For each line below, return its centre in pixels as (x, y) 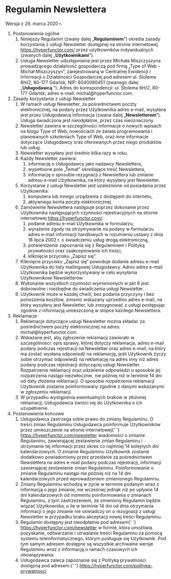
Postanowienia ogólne (36, 33)
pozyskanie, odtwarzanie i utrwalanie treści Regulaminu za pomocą (91, 533)
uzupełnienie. (34, 408)
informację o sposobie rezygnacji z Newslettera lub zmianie (91, 174)
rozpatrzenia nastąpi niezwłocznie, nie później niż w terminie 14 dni (91, 375)
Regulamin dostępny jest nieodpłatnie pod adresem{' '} (78, 522)
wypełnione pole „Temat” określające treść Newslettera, (87, 169)
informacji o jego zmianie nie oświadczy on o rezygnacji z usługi (88, 511)
